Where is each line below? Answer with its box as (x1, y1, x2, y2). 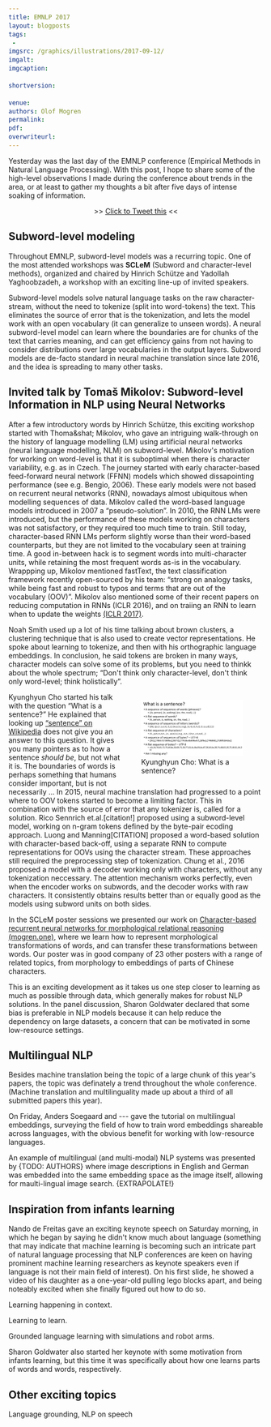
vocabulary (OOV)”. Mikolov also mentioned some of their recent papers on (8, 592, 260, 602)
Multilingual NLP (8, 1048, 94, 1062)
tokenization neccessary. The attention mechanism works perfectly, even (8, 872, 252, 883)
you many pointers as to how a (8, 743, 111, 753)
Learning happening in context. (8, 1300, 113, 1309)
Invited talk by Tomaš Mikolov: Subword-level (8, 385, 243, 399)
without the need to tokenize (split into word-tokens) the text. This (35, 301, 256, 311)
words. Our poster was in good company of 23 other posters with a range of (8, 949, 263, 958)
